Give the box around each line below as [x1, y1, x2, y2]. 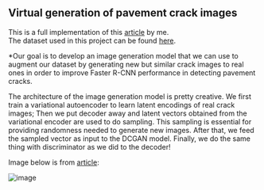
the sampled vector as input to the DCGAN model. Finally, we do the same [8, 134, 250, 143]
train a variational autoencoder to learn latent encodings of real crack [8, 100, 235, 109]
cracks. [8, 76, 33, 85]
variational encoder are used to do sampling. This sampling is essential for [8, 116, 252, 126]
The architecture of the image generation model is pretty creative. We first [8, 91, 252, 101]
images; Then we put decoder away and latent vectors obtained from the [8, 108, 248, 118]
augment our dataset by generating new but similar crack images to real [8, 59, 244, 69]
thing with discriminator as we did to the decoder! [8, 142, 171, 151]
